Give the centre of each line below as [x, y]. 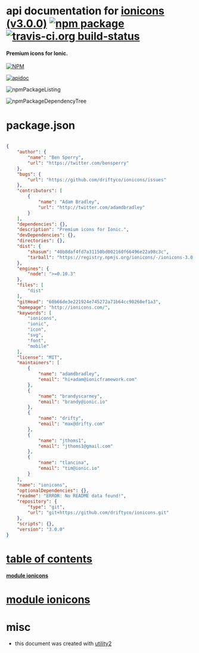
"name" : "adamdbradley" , [69, 374]
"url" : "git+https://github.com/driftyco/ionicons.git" [98, 513]
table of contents [49, 559]
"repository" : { [37, 502]
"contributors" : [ [40, 191]
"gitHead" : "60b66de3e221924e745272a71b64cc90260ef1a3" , [89, 302]
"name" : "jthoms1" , [62, 441]
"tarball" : [41, 257]
